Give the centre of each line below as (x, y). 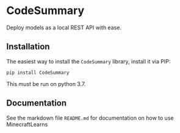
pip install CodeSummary (38, 73)
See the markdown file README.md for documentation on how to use (90, 118)
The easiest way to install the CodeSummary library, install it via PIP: (88, 61)
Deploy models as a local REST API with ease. (64, 27)
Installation (28, 47)
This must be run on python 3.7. (46, 84)
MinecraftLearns (27, 124)
